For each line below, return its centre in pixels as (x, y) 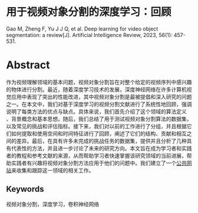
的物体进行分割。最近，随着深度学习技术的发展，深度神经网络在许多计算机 (96, 89)
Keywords (25, 189)
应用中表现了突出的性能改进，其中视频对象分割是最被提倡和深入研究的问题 (101, 96)
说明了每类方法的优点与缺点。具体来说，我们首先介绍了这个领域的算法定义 (96, 111)
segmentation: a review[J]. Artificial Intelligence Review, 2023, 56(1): (89, 35)
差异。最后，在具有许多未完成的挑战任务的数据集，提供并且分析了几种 (101, 141)
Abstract (28, 65)
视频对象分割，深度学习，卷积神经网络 (52, 204)
